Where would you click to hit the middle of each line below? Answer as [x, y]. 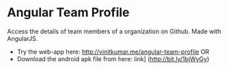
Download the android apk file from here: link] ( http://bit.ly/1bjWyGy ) [113, 58]
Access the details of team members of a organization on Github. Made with [114, 31]
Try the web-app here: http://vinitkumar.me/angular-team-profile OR [113, 52]
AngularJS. [23, 38]
